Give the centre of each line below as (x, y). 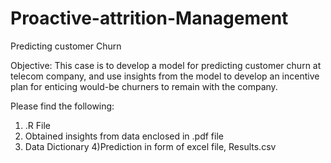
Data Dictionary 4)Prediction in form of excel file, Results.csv (150, 146)
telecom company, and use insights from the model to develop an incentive (165, 76)
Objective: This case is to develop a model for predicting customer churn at (166, 65)
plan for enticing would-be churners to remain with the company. (144, 86)
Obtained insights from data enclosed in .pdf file (124, 136)
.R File (37, 125)
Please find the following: (62, 106)
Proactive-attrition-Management (149, 18)
